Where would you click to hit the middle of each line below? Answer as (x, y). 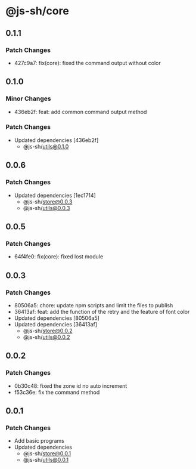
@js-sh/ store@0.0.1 (47, 453)
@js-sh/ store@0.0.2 (48, 331)
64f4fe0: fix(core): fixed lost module (59, 257)
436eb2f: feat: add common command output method (80, 112)
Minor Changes (28, 98)
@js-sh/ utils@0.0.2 (46, 337)
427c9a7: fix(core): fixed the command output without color (88, 63)
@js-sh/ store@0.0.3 (48, 202)
